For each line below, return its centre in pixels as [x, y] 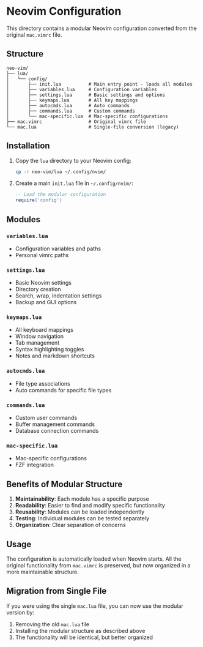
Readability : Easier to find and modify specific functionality [90, 506]
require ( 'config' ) [39, 200]
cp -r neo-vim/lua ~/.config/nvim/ [61, 172]
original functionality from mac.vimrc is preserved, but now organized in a [98, 565]
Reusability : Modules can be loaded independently [80, 512]
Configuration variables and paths [58, 249]
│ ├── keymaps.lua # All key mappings [72, 100]
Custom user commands [46, 418]
